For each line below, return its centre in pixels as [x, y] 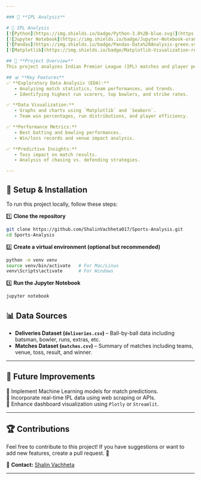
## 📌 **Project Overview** [40, 61]
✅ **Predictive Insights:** [42, 149]
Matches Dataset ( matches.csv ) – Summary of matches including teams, [104, 346]
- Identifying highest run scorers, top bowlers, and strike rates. [101, 94]
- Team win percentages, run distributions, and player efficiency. [101, 116]
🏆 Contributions [38, 429]
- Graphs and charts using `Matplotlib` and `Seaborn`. [85, 111]
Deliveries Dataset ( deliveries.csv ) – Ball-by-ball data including [95, 333]
